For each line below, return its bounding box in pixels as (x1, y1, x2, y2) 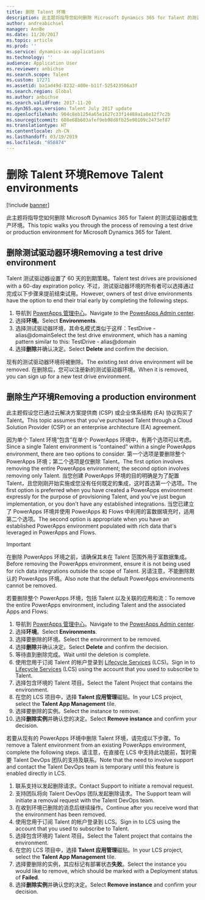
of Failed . (15, 874, 40, 881)
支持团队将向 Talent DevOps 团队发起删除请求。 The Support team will (15, 790, 191, 797)
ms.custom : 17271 (6, 77, 51, 83)
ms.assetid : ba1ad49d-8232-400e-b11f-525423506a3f (6, 83, 138, 89)
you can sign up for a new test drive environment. (6, 372, 131, 380)
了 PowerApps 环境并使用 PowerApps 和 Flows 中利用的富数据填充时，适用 (6, 508, 195, 515)
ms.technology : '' (6, 54, 53, 60)
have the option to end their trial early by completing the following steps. (6, 297, 189, 304)
